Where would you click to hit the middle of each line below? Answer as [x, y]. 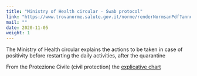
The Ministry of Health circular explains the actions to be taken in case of [94, 49]
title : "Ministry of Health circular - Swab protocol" [74, 11]
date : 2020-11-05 [27, 28]
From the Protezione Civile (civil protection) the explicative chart [84, 67]
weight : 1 [18, 33]
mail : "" [17, 22]
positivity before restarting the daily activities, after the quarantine [86, 56]
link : [13, 17]
